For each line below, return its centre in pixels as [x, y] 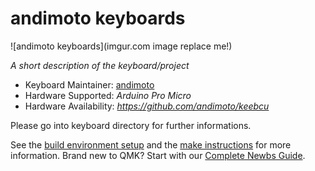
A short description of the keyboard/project [100, 65]
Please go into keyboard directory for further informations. [131, 125]
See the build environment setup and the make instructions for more [151, 144]
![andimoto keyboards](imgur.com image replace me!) [121, 46]
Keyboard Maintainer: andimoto [89, 84]
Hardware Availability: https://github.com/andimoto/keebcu [147, 106]
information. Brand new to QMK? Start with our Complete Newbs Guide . [158, 155]
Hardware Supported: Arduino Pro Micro [108, 95]
